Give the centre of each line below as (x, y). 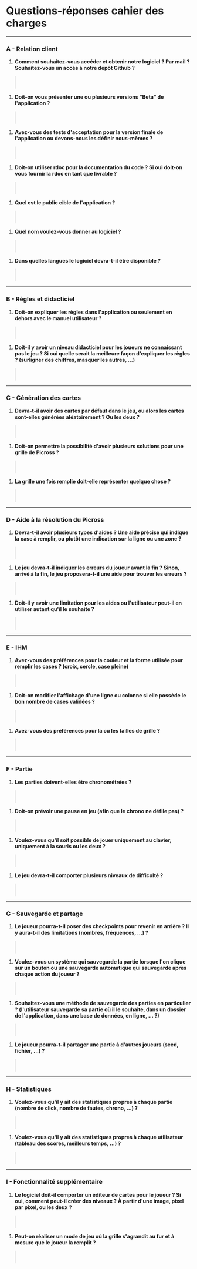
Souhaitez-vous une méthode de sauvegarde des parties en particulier (103, 1003)
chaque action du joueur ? (47, 974)
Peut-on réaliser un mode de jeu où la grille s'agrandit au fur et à (94, 1236)
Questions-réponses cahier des (85, 11)
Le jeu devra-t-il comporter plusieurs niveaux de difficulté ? (89, 875)
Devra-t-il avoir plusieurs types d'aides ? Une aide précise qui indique (101, 532)
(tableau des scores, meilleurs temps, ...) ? (68, 1143)
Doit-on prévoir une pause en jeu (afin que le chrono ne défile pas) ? (99, 811)
